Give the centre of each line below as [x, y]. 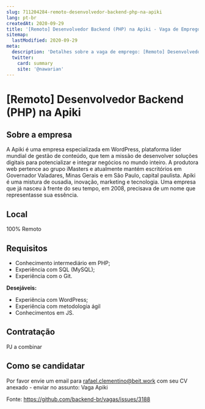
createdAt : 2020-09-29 [35, 23]
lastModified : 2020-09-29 [45, 40]
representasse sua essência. [42, 195]
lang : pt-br [21, 18]
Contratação [31, 332]
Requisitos [27, 248]
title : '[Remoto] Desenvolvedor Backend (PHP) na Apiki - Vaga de [92, 29]
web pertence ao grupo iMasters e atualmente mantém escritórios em [94, 169]
